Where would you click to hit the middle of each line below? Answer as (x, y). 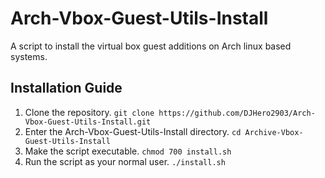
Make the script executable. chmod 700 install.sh (128, 151)
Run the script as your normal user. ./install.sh (125, 161)
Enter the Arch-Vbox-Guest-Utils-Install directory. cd (133, 131)
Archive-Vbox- (274, 132)
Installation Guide (66, 88)
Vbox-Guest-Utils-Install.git (88, 122)
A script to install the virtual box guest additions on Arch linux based (151, 46)
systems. (29, 56)
